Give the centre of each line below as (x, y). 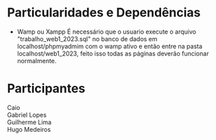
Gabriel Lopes (27, 115)
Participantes (46, 89)
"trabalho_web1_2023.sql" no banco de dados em (87, 38)
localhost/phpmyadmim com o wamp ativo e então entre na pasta (110, 46)
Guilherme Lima (29, 122)
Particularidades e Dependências (104, 13)
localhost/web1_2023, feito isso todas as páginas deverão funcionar (113, 54)
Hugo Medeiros (29, 129)
